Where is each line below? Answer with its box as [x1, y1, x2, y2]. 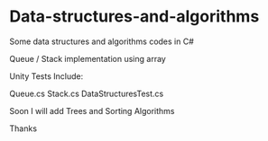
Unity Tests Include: [9, 70, 84, 82]
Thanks [9, 123, 38, 134]
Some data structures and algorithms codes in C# [9, 36, 194, 47]
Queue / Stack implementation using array [9, 53, 167, 64]
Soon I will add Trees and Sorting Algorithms [9, 105, 175, 116]
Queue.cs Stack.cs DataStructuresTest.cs [9, 88, 164, 99]
